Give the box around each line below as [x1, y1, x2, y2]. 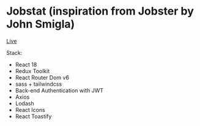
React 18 [15, 61, 37, 68]
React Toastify [15, 113, 52, 120]
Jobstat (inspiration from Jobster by [6, 4, 194, 18]
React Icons [15, 106, 46, 113]
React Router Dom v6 [15, 74, 69, 81]
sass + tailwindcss [15, 80, 62, 88]
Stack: [6, 49, 23, 56]
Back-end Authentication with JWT [15, 86, 104, 94]
